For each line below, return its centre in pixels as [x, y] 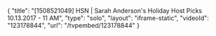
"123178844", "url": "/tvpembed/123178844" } [74, 25]
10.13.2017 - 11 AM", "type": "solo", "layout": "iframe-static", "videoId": [108, 18]
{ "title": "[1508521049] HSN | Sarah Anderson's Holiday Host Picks [104, 11]
